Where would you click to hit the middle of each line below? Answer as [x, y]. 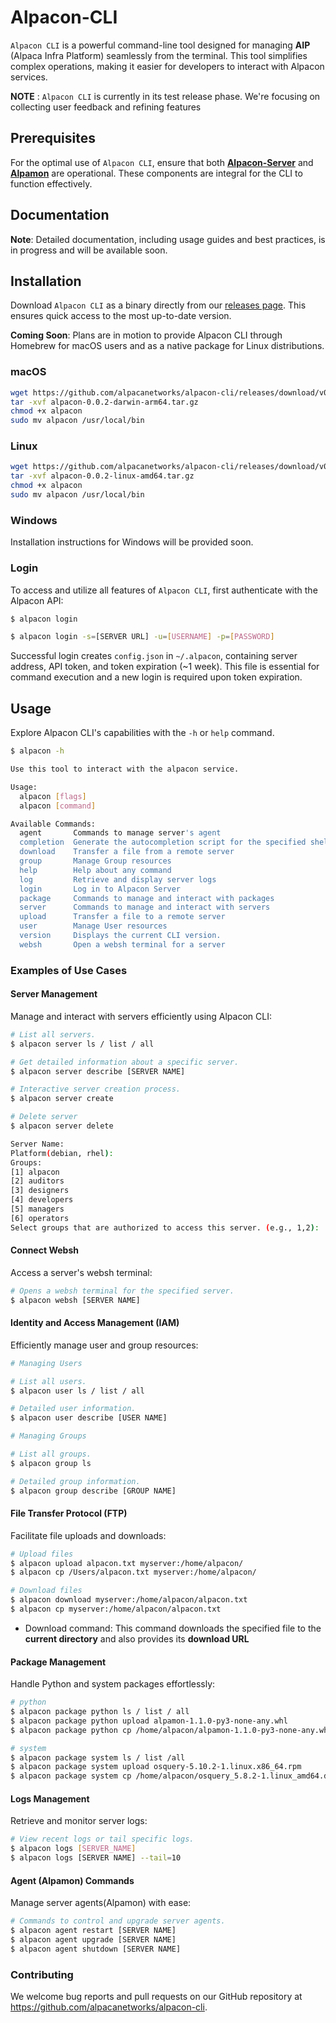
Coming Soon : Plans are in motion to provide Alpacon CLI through [146, 335]
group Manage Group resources [95, 861]
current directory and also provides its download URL [137, 1638]
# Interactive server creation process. [96, 1089]
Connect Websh [44, 1250]
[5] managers [37, 1209]
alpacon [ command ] [58, 806]
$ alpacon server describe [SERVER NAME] [98, 1071]
